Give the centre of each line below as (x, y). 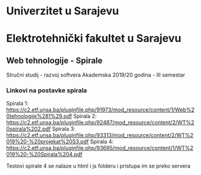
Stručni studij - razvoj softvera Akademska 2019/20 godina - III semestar (96, 75)
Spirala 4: (102, 141)
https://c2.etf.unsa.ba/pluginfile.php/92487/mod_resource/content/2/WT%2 (100, 123)
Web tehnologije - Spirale (54, 60)
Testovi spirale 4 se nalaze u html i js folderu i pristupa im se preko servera (98, 166)
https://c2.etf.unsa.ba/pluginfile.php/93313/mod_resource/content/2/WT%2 (100, 135)
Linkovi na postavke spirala (47, 90)
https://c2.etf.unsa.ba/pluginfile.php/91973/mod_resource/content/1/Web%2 (100, 110)
